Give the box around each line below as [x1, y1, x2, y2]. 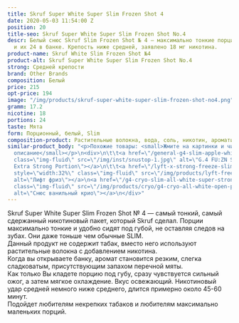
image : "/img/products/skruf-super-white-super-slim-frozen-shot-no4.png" [7, 97, 234, 104]
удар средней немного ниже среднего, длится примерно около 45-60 [7, 284, 222, 293]
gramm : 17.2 [7, 103, 43, 111]
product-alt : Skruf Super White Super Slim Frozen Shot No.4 [7, 57, 193, 64]
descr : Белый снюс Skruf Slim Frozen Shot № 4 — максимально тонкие [7, 37, 215, 44]
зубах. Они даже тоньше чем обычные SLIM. [7, 232, 144, 240]
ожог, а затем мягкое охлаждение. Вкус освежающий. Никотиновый [7, 277, 217, 286]
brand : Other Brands [7, 70, 69, 77]
